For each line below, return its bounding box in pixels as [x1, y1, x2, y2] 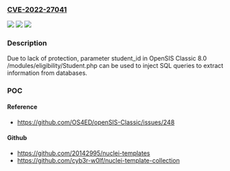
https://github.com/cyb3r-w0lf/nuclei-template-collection [16, 156, 180, 164]
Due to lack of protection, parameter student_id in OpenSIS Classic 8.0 [7, 54, 207, 62]
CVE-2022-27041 [7, 5, 67, 14]
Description [7, 38, 47, 48]
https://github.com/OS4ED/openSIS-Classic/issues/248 [16, 118, 175, 126]
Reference [7, 103, 38, 111]
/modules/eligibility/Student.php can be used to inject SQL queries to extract [7, 61, 224, 69]
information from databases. [7, 69, 88, 77]
